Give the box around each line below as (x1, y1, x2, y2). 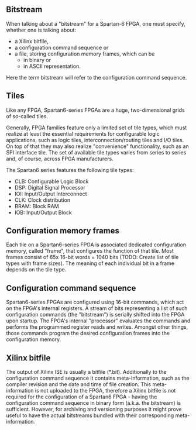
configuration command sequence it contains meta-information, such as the (6, 374, 190, 382)
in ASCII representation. (23, 63, 81, 70)
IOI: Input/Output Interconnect (14, 190, 87, 197)
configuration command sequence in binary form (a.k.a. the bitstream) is (6, 400, 181, 407)
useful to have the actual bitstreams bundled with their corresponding (6, 412, 174, 419)
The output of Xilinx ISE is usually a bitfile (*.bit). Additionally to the (6, 369, 167, 376)
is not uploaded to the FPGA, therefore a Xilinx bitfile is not (35, 387, 176, 394)
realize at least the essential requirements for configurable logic (6, 130, 160, 137)
